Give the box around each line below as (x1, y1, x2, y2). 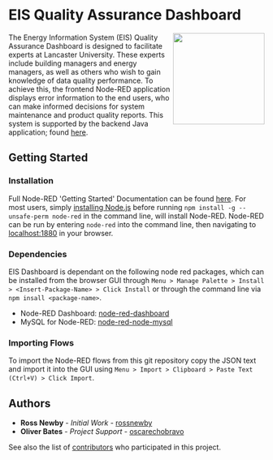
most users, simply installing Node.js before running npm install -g (8, 202, 236, 212)
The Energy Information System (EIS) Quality (8, 32, 158, 42)
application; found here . (8, 127, 89, 137)
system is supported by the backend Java (8, 118, 149, 128)
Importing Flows (8, 337, 75, 348)
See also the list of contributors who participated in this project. (8, 442, 222, 452)
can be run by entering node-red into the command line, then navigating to (8, 219, 257, 229)
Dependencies (8, 248, 67, 260)
